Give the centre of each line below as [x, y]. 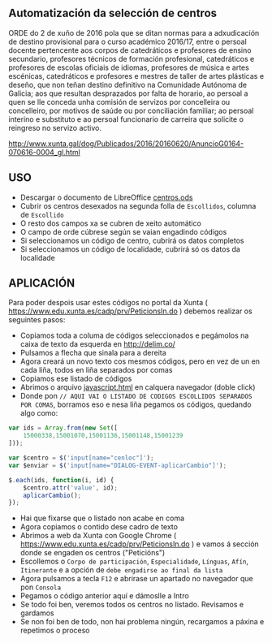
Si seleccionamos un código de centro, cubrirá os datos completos [132, 240]
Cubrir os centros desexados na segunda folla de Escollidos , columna [138, 205]
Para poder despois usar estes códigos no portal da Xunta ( [108, 303]
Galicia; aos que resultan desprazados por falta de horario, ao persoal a [128, 93]
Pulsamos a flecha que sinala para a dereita [93, 353]
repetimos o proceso [55, 630]
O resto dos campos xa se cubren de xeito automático [110, 223]
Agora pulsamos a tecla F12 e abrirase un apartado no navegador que [136, 579]
